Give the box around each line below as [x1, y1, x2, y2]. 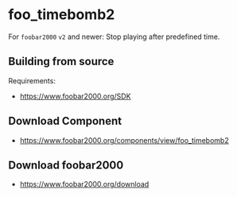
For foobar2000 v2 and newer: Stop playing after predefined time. [8, 32, 220, 41]
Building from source [8, 55, 115, 68]
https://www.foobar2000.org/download [19, 180, 150, 189]
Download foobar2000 [8, 158, 124, 172]
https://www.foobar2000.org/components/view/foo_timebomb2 [19, 135, 229, 145]
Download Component [8, 114, 122, 128]
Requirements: [8, 75, 56, 85]
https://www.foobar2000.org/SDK [19, 91, 131, 101]
